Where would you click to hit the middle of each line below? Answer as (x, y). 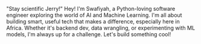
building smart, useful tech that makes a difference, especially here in (93, 21)
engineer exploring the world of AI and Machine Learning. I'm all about (94, 15)
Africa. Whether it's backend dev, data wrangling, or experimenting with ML (101, 28)
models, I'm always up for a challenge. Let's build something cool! (89, 34)
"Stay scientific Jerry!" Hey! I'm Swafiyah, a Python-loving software (91, 9)
